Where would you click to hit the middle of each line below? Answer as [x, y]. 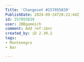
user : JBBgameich [23, 24]
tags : [11, 38]
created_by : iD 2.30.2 [29, 33]
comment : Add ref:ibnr [29, 29]
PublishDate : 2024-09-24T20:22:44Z [42, 15]
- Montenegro [19, 43]
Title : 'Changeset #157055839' [38, 10]
